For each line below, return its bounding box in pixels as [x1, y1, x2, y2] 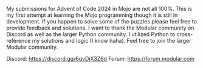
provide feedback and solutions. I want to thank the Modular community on [6, 24, 194, 31]
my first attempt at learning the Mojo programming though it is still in [6, 11, 178, 19]
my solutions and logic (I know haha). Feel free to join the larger [32, 37, 191, 44]
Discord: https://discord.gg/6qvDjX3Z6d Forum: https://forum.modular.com [6, 55, 194, 62]
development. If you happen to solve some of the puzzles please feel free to [6, 18, 198, 25]
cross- [176, 31, 193, 38]
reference [6, 37, 31, 44]
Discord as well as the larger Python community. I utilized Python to [6, 31, 176, 38]
